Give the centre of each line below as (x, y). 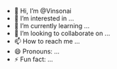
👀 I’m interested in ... (44, 18)
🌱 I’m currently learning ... (52, 26)
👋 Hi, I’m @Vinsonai (43, 11)
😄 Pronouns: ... (37, 51)
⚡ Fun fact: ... (33, 59)
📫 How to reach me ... (47, 41)
